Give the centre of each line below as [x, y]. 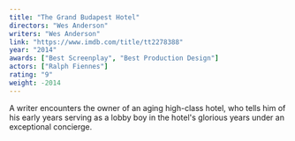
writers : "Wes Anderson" [55, 33]
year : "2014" [33, 50]
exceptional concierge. [51, 126]
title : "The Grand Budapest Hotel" [75, 17]
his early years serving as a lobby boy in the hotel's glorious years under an [147, 117]
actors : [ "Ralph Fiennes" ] [59, 67]
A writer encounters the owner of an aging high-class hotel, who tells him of [147, 108]
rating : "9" [31, 75]
